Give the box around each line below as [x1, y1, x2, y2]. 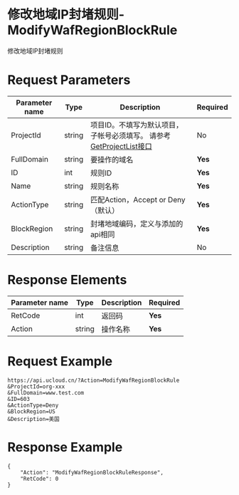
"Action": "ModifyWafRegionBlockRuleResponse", [20, 469, 164, 476]
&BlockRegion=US [7, 407, 55, 415]
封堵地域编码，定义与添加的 [90, 219, 184, 229]
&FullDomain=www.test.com [7, 389, 84, 396]
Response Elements [7, 272, 127, 288]
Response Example [7, 439, 123, 455]
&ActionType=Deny [7, 402, 59, 409]
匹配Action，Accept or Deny [90, 194, 186, 204]
